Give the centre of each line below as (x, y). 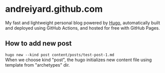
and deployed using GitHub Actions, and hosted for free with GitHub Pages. (82, 28)
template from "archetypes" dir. (38, 65)
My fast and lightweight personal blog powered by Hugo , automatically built (83, 23)
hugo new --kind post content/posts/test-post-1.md (60, 55)
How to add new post (39, 44)
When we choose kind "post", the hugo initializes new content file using (79, 60)
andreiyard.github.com (54, 9)
